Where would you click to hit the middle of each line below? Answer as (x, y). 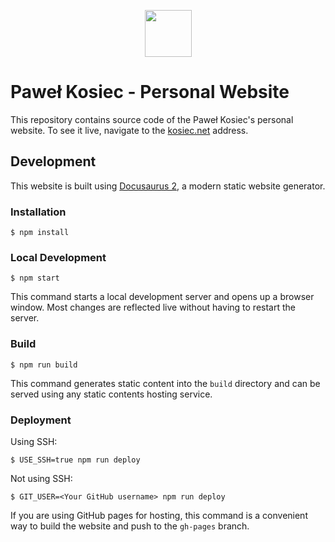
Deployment (41, 420)
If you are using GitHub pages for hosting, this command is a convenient (159, 515)
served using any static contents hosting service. (111, 394)
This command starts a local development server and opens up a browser (162, 297)
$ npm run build (44, 365)
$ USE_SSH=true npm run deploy (75, 460)
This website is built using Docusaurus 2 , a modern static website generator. (168, 186)
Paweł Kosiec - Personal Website (150, 92)
